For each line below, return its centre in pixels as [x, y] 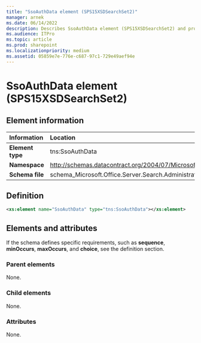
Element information [45, 121]
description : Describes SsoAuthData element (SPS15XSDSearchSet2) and [96, 28]
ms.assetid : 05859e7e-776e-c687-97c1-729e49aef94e [71, 56]
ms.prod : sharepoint [32, 45]
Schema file [27, 174]
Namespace [27, 165]
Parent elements [31, 265]
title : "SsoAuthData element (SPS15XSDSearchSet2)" [72, 12]
